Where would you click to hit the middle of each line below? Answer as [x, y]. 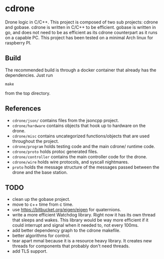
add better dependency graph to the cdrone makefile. [66, 231]
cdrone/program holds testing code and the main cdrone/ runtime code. [83, 146]
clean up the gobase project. [41, 199]
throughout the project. [35, 141]
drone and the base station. [40, 172]
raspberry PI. [18, 43]
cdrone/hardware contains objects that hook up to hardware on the [79, 126]
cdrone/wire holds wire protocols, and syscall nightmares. [70, 162]
